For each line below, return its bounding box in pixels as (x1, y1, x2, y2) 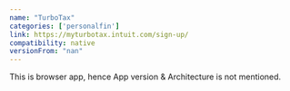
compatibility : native (9, 38, 95, 48)
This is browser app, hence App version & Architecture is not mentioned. (9, 71, 282, 82)
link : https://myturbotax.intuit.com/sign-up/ (9, 30, 189, 39)
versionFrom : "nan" (9, 47, 84, 56)
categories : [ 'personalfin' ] (9, 22, 120, 31)
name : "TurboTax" (9, 13, 75, 23)
